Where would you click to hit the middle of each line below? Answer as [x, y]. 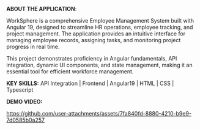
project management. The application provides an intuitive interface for [96, 34]
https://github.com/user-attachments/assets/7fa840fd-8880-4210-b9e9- [99, 113]
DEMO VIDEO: [24, 101]
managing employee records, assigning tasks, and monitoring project [94, 40]
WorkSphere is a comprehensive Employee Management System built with [100, 20]
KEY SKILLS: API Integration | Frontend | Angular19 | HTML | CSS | [90, 83]
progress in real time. [33, 46]
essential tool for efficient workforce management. [70, 72]
